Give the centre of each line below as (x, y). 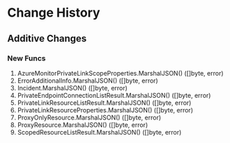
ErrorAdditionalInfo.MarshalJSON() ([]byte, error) (87, 81)
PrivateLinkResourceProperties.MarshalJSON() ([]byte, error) (105, 110)
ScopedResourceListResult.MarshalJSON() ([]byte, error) (99, 132)
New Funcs (26, 58)
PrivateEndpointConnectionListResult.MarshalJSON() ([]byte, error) (114, 95)
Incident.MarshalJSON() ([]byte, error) (72, 87)
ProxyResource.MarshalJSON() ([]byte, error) (83, 125)
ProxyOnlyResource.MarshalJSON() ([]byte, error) (89, 117)
